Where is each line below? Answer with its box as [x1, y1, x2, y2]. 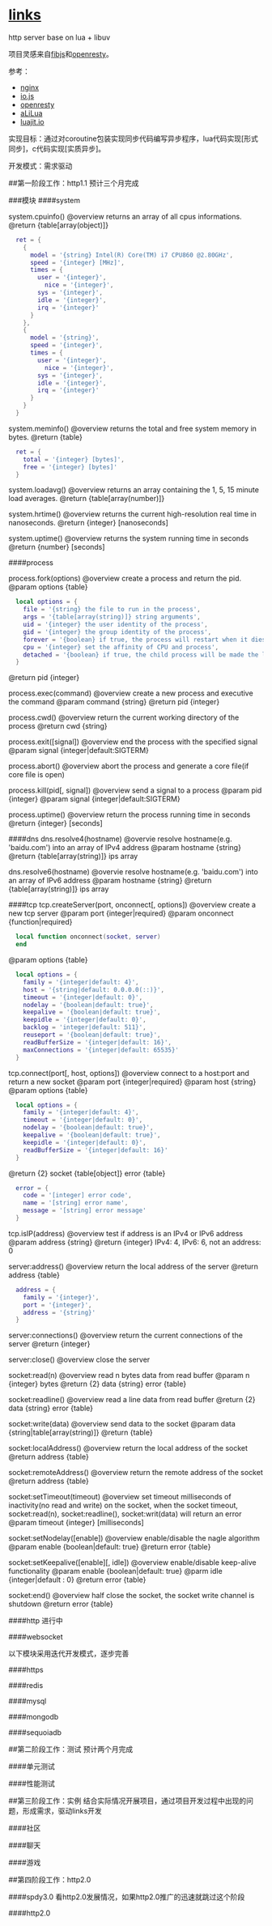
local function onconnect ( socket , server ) [15, 933, 161, 941]
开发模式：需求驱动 [8, 160, 73, 171]
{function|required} [8, 917, 73, 927]
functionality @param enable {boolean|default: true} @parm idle [8, 1567, 223, 1576]
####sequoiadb [8, 1728, 62, 1737]
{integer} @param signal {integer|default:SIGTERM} [8, 794, 181, 804]
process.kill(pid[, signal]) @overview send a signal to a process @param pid [8, 785, 262, 795]
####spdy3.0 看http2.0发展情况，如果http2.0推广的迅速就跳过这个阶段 [8, 1892, 245, 1902]
